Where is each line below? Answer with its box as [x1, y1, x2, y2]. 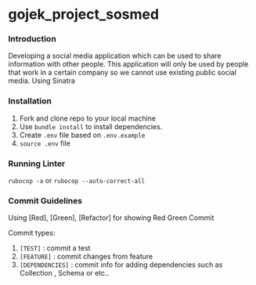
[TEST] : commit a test [19, 244, 91, 253]
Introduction [8, 34, 56, 45]
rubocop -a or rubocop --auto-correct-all [8, 176, 146, 186]
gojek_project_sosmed [8, 5, 159, 23]
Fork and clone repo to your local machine [19, 114, 157, 123]
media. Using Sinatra [8, 76, 76, 85]
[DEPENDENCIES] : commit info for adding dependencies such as [19, 260, 223, 269]
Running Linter [8, 158, 66, 169]
